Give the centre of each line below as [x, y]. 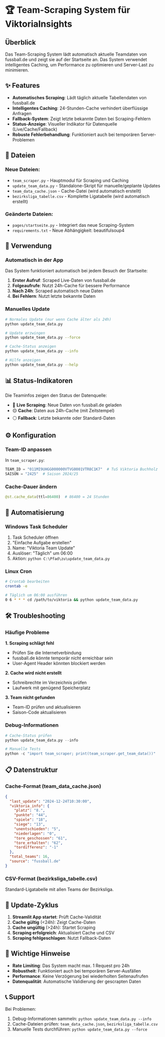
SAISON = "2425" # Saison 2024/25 [42, 474]
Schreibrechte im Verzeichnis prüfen [49, 683]
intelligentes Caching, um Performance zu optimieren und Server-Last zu [80, 65]
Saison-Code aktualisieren [39, 713]
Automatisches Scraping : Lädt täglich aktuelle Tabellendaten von [79, 97]
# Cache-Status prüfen [28, 735]
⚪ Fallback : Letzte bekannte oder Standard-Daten [64, 418]
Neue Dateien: [23, 170]
